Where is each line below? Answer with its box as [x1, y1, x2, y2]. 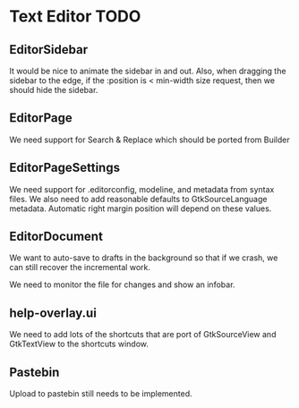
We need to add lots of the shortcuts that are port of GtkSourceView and [9, 329, 277, 340]
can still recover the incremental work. [9, 262, 150, 273]
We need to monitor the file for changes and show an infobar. [9, 279, 235, 290]
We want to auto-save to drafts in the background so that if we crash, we [9, 252, 278, 263]
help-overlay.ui [9, 305, 97, 320]
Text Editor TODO [9, 6, 141, 27]
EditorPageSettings [9, 160, 121, 175]
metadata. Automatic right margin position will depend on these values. [9, 203, 272, 214]
